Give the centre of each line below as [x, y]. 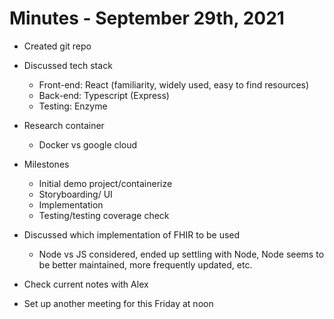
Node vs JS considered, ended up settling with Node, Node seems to [181, 254]
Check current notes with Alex [86, 284]
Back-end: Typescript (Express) [104, 95]
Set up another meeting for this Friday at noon [118, 303]
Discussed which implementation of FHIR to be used [132, 234]
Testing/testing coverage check [104, 215]
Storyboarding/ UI [75, 194]
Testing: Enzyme [73, 106]
